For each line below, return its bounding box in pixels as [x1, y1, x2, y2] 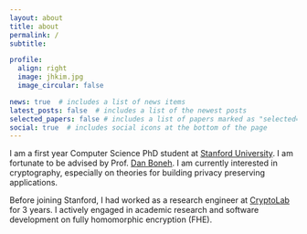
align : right [17, 64, 68, 73]
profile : [9, 56, 43, 65]
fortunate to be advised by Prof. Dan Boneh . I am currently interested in [9, 157, 279, 169]
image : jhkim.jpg [17, 72, 84, 82]
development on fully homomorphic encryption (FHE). [9, 214, 213, 225]
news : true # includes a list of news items [9, 97, 185, 106]
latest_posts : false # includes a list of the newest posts [9, 106, 248, 115]
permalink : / [9, 30, 59, 39]
